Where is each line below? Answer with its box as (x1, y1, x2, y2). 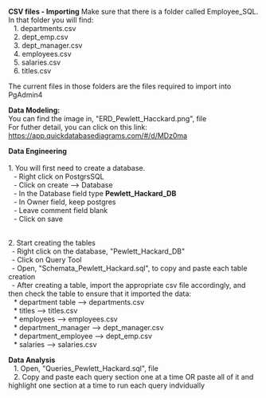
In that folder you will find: (8, 15, 94, 25)
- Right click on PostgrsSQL (13, 171, 105, 181)
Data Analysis (8, 355, 56, 365)
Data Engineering (8, 147, 68, 156)
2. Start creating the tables (8, 238, 96, 247)
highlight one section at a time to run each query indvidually (8, 380, 205, 390)
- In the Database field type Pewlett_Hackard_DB (13, 189, 177, 198)
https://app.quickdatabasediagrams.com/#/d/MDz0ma (8, 131, 188, 140)
